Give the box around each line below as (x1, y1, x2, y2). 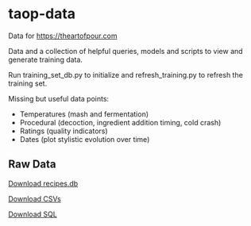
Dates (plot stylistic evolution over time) (19, 134, 150, 144)
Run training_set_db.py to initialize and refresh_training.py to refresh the (8, 70, 244, 79)
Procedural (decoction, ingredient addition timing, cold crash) (19, 117, 222, 127)
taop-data (8, 5, 76, 23)
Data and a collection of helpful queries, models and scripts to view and (8, 46, 244, 56)
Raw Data (8, 158, 57, 171)
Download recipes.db (8, 178, 79, 188)
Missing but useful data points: (8, 94, 110, 103)
